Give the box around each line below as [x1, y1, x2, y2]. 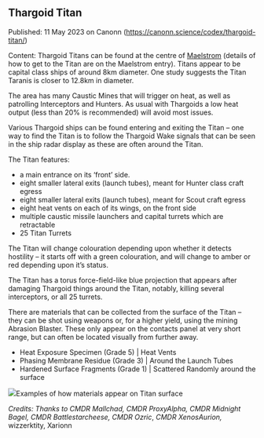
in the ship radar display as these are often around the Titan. [8, 139, 203, 148]
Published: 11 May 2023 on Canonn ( [8, 27, 126, 36]
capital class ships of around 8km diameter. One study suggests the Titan [8, 67, 247, 77]
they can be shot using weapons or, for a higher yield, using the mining [8, 316, 238, 325]
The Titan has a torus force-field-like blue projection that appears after [8, 275, 237, 285]
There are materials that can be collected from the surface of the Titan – [8, 307, 242, 316]
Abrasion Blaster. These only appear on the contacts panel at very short [8, 323, 241, 333]
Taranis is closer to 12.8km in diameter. [8, 75, 134, 85]
